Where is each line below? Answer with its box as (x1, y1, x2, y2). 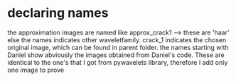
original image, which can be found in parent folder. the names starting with (7, 43, 229, 51)
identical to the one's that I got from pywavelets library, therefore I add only (7, 58, 228, 66)
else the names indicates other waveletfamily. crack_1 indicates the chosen (7, 35, 227, 44)
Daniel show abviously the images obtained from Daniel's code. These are (7, 51, 225, 59)
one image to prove (7, 66, 65, 74)
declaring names (7, 5, 109, 21)
